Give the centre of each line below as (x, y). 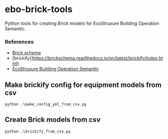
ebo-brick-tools (39, 9)
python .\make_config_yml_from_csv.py (46, 105)
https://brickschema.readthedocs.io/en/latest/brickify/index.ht (98, 58)
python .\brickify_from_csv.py (38, 131)
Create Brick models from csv (53, 120)
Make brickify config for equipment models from (83, 85)
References (19, 41)
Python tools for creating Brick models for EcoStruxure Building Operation (82, 23)
